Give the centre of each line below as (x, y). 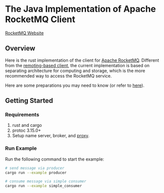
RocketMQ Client (40, 19)
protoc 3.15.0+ (27, 130)
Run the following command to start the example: (55, 159)
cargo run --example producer (36, 172)
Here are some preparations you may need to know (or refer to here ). (75, 85)
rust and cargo (27, 125)
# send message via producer (35, 168)
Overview (20, 48)
